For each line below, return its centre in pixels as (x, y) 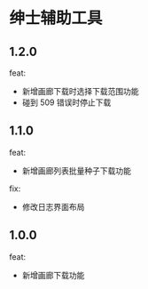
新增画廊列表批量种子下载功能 (76, 171)
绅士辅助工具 (56, 18)
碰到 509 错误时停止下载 (66, 102)
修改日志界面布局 (53, 206)
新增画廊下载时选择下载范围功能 (80, 91)
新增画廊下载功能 (53, 275)
